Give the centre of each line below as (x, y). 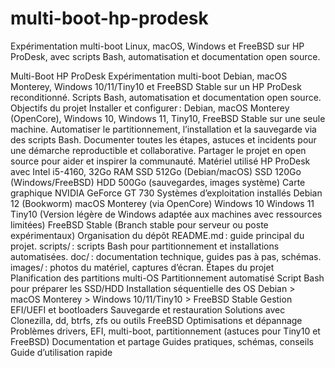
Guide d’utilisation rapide (61, 352)
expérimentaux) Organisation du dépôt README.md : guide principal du (157, 235)
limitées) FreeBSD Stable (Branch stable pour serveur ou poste (139, 224)
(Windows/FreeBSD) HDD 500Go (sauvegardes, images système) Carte (158, 182)
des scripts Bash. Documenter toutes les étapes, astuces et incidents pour (163, 139)
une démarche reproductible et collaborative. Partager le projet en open (158, 150)
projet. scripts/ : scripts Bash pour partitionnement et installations (145, 246)
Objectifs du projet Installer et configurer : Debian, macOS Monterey (150, 108)
